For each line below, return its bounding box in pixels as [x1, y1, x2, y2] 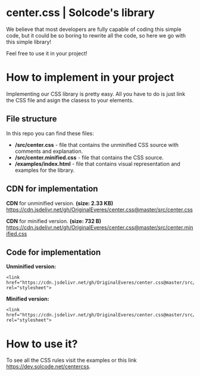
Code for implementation [6, 247, 101, 257]
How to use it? [6, 337, 78, 350]
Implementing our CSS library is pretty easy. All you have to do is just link [6, 90, 186, 98]
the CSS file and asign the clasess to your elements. [6, 96, 134, 104]
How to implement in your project [6, 71, 174, 84]
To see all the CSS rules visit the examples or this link [6, 357, 137, 364]
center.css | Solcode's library [6, 6, 155, 20]
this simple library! [6, 38, 52, 45]
